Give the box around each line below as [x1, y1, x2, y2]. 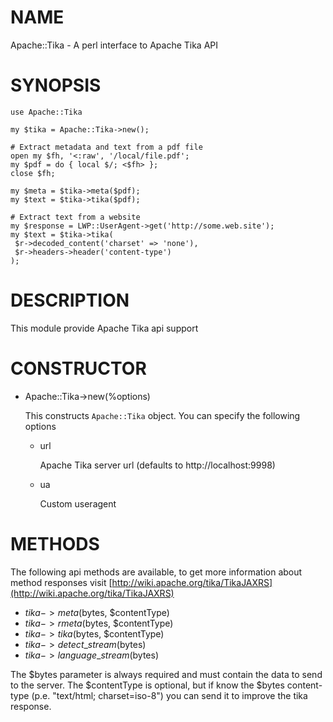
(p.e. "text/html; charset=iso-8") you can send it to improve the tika [31, 689, 308, 701]
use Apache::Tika [10, 107, 83, 117]
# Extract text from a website [10, 212, 141, 222]
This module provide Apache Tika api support [10, 322, 199, 334]
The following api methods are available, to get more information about [10, 566, 303, 578]
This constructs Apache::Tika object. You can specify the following [24, 409, 301, 421]
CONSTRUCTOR [10, 357, 147, 380]
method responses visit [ [10, 576, 113, 588]
